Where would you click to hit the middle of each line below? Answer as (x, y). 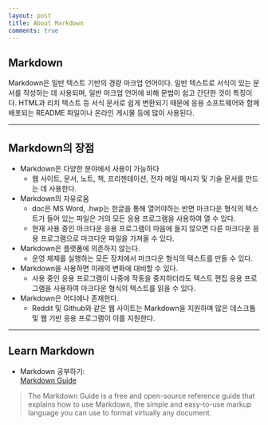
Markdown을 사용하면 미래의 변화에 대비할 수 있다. (99, 268)
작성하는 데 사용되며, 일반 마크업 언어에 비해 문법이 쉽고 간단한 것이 (127, 93)
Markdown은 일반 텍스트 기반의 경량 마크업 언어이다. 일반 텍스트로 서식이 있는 (130, 83)
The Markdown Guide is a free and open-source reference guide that (141, 395)
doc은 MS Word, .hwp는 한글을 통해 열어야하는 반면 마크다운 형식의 (138, 209)
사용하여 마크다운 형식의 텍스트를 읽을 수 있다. (124, 288)
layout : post (30, 16)
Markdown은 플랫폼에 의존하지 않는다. (80, 248)
